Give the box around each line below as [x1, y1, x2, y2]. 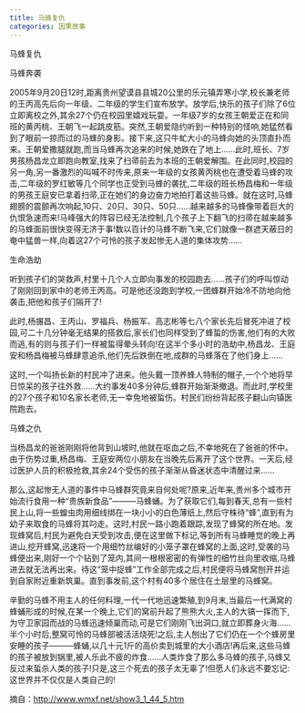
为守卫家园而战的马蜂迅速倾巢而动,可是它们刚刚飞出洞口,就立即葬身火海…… [9, 616, 291, 628]
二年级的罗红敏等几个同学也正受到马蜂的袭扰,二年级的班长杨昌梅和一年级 [19, 178, 294, 188]
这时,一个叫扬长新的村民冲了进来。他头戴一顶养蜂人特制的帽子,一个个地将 [9, 369, 286, 380]
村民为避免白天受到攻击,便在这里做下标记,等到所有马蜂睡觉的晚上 [44, 529, 289, 540]
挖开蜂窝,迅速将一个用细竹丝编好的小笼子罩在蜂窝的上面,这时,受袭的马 [27, 541, 290, 552]
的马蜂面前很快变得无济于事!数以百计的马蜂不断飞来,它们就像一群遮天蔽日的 [9, 223, 294, 234]
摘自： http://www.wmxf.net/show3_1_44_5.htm [9, 693, 185, 704]
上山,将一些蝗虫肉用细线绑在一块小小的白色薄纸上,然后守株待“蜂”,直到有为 [16, 506, 294, 517]
